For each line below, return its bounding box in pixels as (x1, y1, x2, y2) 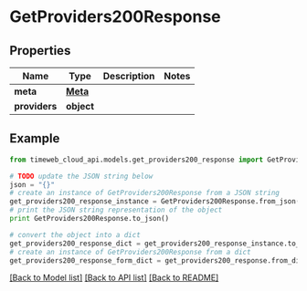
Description (102, 70, 155, 82)
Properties (9, 43, 71, 58)
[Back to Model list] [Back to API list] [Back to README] (9, 272, 219, 284)
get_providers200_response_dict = (9, 239, 142, 248)
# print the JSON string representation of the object (9, 205, 223, 215)
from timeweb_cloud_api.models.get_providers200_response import (9, 155, 263, 164)
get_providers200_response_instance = (9, 197, 157, 206)
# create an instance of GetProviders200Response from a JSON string (9, 189, 281, 198)
